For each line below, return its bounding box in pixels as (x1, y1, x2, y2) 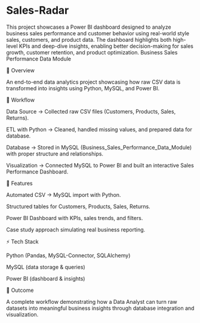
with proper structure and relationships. (6, 150, 103, 157)
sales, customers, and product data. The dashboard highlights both (6, 36, 172, 43)
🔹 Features (6, 179, 33, 187)
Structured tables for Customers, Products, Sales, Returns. (6, 203, 150, 210)
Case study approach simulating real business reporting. (6, 226, 146, 233)
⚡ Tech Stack (6, 237, 39, 245)
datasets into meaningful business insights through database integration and (6, 304, 195, 312)
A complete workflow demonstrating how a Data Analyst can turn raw (6, 298, 177, 305)
